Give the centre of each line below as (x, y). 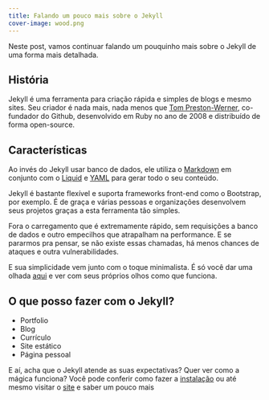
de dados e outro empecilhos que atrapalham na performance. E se (120, 235)
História (29, 80)
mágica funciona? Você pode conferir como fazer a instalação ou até (122, 378)
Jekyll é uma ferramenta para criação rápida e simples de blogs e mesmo (130, 99)
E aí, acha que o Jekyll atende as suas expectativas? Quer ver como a (124, 369)
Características (48, 150)
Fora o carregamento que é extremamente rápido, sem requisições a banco (133, 227)
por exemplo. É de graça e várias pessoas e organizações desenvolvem (127, 202)
